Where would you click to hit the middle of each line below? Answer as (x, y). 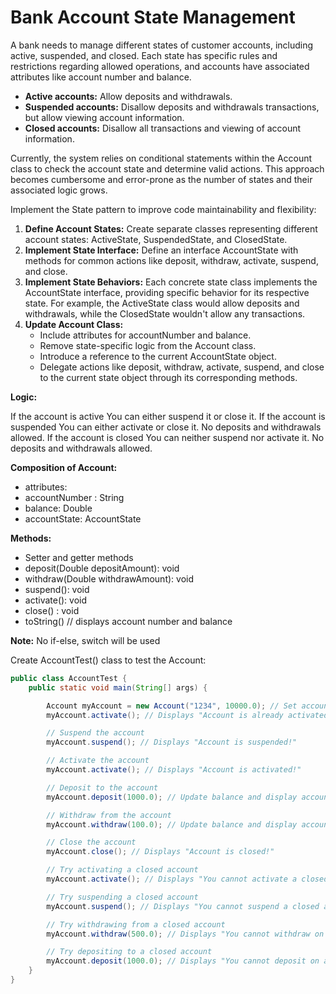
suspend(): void (57, 589)
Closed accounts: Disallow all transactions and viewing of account (163, 128)
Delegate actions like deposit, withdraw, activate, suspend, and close (182, 367)
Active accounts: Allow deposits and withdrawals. (128, 96)
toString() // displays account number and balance (128, 621)
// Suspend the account (95, 733)
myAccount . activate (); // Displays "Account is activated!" (174, 770)
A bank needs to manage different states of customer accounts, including (162, 45)
